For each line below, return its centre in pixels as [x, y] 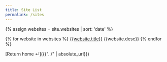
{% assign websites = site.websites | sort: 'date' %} [59, 29]
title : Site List [24, 10]
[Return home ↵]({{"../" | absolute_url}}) [47, 54]
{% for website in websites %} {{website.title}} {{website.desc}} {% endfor [83, 39]
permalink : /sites [25, 15]
